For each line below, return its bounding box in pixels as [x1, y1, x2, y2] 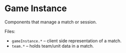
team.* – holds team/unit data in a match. [11, 43, 94, 49]
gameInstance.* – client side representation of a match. [11, 37, 122, 44]
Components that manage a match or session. [4, 19, 97, 25]
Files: [4, 28, 16, 34]
